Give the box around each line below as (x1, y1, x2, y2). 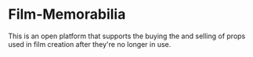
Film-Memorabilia (8, 5, 126, 23)
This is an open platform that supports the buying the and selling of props (8, 31, 246, 41)
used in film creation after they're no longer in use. (8, 39, 172, 48)
